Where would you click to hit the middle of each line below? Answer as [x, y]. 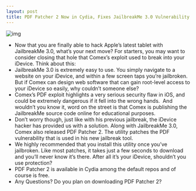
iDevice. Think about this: [45, 63]
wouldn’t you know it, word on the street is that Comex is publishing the [101, 107]
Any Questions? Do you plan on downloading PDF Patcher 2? [88, 181]
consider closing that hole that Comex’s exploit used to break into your [99, 57]
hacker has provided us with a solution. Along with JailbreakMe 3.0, [96, 126]
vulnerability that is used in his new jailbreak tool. [74, 138]
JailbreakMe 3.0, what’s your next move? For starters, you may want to [100, 51]
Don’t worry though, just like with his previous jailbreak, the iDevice [95, 119]
